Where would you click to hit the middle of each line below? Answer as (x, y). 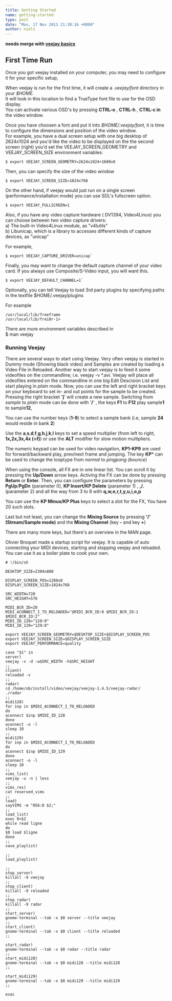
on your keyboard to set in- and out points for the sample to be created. (81, 392)
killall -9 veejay (25, 878)
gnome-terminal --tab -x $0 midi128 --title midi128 (63, 963)
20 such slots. (20, 507)
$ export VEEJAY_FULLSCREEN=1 (38, 205)
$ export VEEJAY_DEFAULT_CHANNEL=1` (44, 280)
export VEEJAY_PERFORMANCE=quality (43, 644)
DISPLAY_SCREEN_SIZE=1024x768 (38, 585)
